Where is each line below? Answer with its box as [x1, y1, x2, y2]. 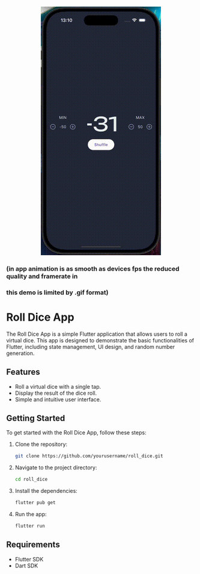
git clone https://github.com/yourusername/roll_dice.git [14, 453, 163, 459]
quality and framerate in [6, 272, 78, 280]
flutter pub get [14, 500, 56, 506]
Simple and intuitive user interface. [14, 395, 102, 403]
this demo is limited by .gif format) [6, 288, 109, 297]
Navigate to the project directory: [14, 464, 97, 471]
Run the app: [14, 511, 47, 518]
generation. [6, 350, 35, 357]
